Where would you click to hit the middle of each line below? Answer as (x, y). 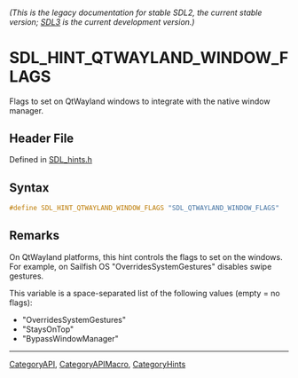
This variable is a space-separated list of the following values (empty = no (145, 293)
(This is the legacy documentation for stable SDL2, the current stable (136, 12)
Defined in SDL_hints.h (51, 160)
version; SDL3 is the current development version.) (102, 21)
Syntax (29, 188)
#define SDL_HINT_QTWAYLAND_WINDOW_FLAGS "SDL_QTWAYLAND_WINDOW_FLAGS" (144, 209)
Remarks (35, 236)
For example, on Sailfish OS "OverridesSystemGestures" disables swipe (141, 266)
